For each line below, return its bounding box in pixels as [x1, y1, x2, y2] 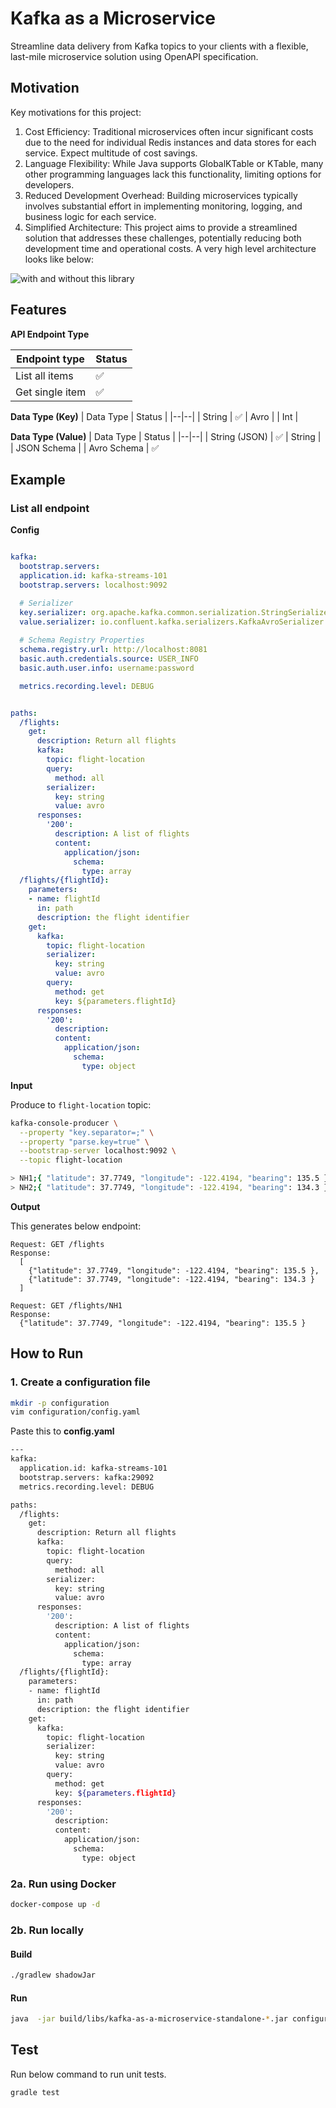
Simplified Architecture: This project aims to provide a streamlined [24, 221, 298, 233]
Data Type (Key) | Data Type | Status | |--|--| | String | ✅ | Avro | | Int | [10, 410, 299, 422]
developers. [24, 178, 75, 191]
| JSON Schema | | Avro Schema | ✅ [10, 442, 160, 454]
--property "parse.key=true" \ [19, 1137, 150, 1147]
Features [10, 302, 67, 319]
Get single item [15, 385, 87, 399]
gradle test [10, 2087, 60, 2097]
